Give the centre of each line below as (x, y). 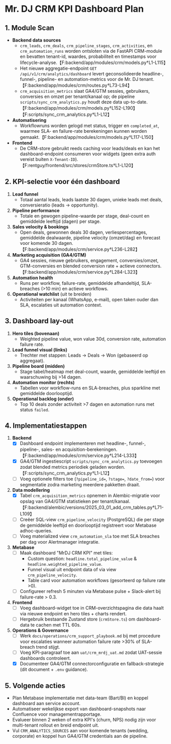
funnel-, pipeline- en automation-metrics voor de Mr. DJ (79, 79)
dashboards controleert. (45, 658)
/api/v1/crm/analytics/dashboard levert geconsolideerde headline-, (92, 74)
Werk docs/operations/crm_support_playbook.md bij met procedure (90, 636)
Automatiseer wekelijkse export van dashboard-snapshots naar (79, 709)
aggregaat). (32, 360)
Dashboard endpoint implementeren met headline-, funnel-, (83, 443)
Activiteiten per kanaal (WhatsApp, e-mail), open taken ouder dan (89, 299)
